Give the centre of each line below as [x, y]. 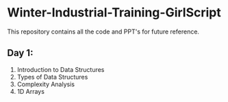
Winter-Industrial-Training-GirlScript [114, 13]
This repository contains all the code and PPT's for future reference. [103, 31]
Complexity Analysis [46, 84]
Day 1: [20, 53]
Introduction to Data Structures [61, 69]
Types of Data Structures [52, 77]
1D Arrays [30, 91]
